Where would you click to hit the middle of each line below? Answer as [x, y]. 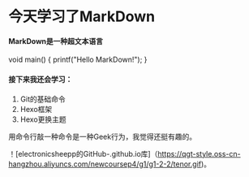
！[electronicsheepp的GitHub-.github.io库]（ [83, 153]
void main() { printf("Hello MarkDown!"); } [78, 60]
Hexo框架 [36, 109]
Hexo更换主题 [43, 119]
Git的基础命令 [43, 99]
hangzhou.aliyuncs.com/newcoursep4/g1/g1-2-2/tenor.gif [105, 164]
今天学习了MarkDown [82, 17]
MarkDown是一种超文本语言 [56, 41]
